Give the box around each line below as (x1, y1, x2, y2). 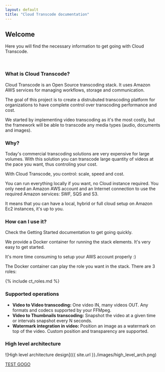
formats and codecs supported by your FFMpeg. (12, 307, 112, 313)
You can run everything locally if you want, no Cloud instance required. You (5, 180, 159, 186)
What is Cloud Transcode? (5, 70, 70, 77)
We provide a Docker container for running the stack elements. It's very (5, 239, 151, 245)
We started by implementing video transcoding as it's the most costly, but (5, 117, 155, 123)
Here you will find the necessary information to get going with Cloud (5, 43, 144, 49)
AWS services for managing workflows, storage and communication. (5, 87, 145, 93)
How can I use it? (5, 218, 47, 225)
